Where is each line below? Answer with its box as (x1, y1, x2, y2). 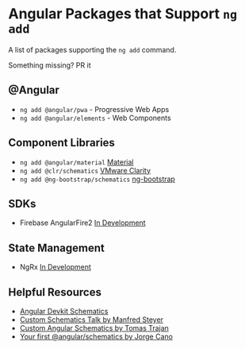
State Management (8, 241, 105, 254)
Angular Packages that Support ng (8, 5, 238, 23)
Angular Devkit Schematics (19, 307, 109, 316)
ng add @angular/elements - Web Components (19, 113, 172, 122)
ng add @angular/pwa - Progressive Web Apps (19, 104, 170, 114)
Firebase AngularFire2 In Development (19, 218, 146, 227)
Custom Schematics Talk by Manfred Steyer (19, 315, 164, 324)
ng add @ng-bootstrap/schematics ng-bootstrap (19, 174, 176, 184)
